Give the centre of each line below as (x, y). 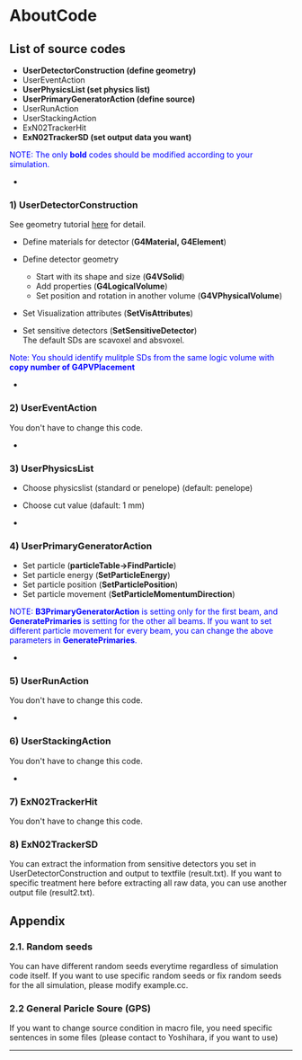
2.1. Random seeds (51, 947)
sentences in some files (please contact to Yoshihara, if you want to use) (144, 1038)
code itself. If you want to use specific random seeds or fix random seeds (146, 975)
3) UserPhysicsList (52, 468)
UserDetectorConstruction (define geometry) (109, 70)
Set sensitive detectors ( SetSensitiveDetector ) (110, 331)
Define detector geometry (70, 259)
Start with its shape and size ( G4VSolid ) (110, 277)
